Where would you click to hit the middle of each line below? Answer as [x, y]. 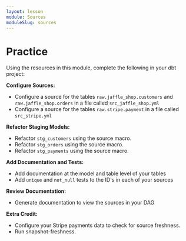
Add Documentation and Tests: [45, 162]
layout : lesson [25, 11]
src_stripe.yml [33, 116]
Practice [27, 51]
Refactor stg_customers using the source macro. [73, 138]
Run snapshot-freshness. [45, 232]
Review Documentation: [36, 191]
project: [16, 74]
